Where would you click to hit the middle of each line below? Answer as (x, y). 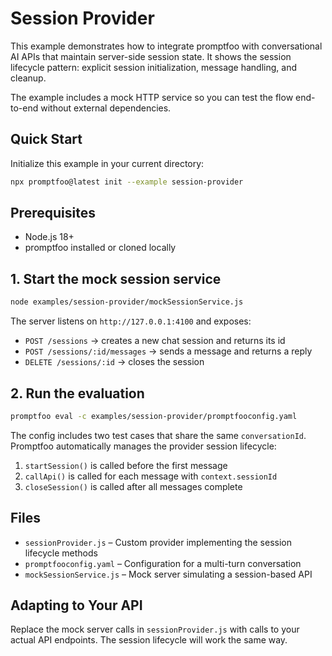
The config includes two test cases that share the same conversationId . (158, 435)
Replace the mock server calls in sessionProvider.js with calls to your (155, 629)
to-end (24, 108)
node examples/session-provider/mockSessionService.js (127, 302)
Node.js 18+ (49, 237)
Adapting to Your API (76, 605)
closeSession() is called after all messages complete (133, 486)
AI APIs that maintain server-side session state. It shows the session (151, 56)
